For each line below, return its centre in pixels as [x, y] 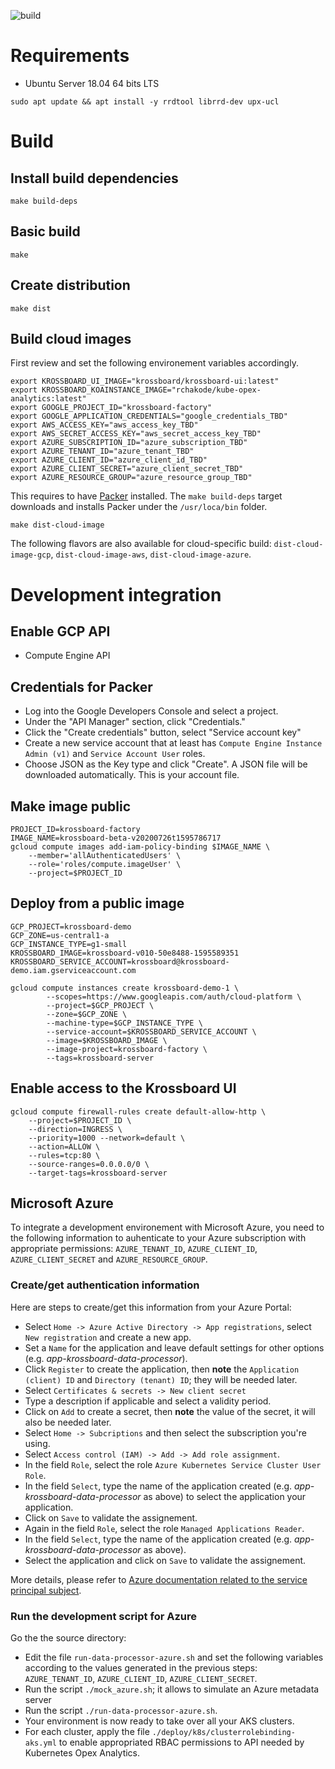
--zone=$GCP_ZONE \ [87, 1014]
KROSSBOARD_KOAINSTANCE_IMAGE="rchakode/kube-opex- [151, 390]
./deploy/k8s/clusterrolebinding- [223, 1733]
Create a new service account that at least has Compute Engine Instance [173, 743]
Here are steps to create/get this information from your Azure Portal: [151, 1307]
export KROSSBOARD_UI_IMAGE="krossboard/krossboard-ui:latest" [145, 381]
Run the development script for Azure [103, 1616]
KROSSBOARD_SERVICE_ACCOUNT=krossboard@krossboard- [120, 961]
